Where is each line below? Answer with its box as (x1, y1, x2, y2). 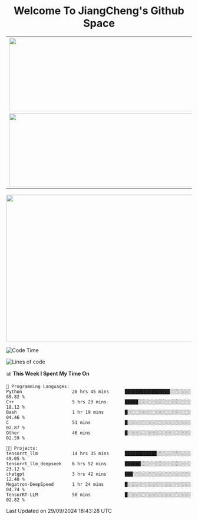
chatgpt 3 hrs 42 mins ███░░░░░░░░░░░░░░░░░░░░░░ (6, 471, 192, 477)
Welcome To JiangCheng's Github (14, 4, 184, 18)
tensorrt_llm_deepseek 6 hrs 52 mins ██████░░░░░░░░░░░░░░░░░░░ (6, 461, 192, 466)
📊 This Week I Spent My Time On (6, 370, 90, 377)
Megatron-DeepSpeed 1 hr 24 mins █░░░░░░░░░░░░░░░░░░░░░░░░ (6, 481, 192, 487)
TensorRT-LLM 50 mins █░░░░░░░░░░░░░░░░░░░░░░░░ (6, 492, 192, 498)
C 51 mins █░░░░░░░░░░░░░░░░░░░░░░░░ (6, 419, 192, 425)
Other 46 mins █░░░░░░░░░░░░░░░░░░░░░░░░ (6, 430, 192, 436)
